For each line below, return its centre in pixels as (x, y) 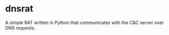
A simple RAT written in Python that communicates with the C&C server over (84, 22)
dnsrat (19, 9)
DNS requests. (20, 27)
